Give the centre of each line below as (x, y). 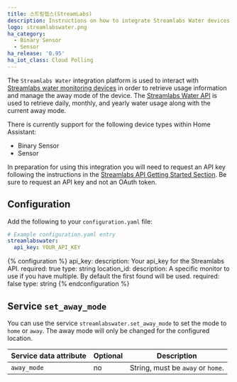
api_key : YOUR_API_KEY (47, 248)
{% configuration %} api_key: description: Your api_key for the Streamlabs (116, 261)
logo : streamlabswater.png (47, 27)
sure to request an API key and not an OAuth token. (82, 182)
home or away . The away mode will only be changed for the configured (109, 331)
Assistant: (22, 131)
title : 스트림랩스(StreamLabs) (50, 14)
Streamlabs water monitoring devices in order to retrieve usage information (117, 88)
